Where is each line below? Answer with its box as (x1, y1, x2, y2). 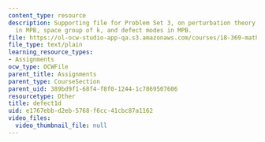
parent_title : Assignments (8, 70, 97, 78)
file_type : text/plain (8, 41, 83, 49)
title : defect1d (8, 99, 62, 107)
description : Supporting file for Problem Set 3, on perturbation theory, (8, 19, 259, 27)
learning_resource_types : (8, 48, 93, 56)
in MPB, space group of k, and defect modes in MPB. (15, 26, 192, 34)
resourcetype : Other (8, 92, 77, 100)
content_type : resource (8, 11, 87, 20)
